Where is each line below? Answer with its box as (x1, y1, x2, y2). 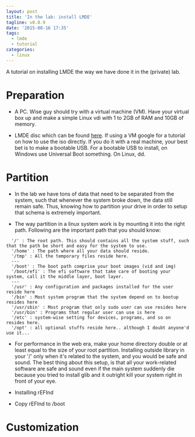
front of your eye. (14, 377, 57, 384)
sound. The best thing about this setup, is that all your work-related (14, 359, 177, 366)
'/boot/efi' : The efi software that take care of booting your (11, 269, 171, 274)
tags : (6, 30, 19, 36)
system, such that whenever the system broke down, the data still (14, 197, 173, 204)
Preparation (6, 88, 65, 102)
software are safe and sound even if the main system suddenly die (14, 365, 175, 372)
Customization (6, 421, 79, 433)
